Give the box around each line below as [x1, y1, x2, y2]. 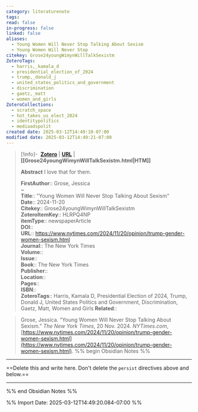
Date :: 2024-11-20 [20, 198, 65, 205]
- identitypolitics [11, 118, 60, 124]
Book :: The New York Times [20, 261, 89, 268]
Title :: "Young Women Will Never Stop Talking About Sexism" [20, 192, 170, 199]
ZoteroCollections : [6, 101, 54, 108]
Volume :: [20, 248, 43, 255]
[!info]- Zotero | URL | [20, 151, 75, 158]
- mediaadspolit [11, 124, 51, 129]
